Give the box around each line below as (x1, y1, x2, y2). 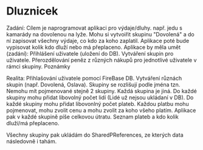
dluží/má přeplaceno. (6, 119, 60, 126)
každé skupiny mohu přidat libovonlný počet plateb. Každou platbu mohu (6, 100, 190, 107)
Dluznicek (6, 4, 58, 18)
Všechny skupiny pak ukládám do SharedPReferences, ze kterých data (6, 131, 184, 139)
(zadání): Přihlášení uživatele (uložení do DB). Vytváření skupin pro (6, 50, 174, 57)
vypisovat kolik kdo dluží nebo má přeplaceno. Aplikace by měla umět (6, 44, 181, 51)
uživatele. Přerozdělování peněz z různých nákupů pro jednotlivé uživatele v (6, 56, 197, 64)
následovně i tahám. (6, 137, 57, 145)
